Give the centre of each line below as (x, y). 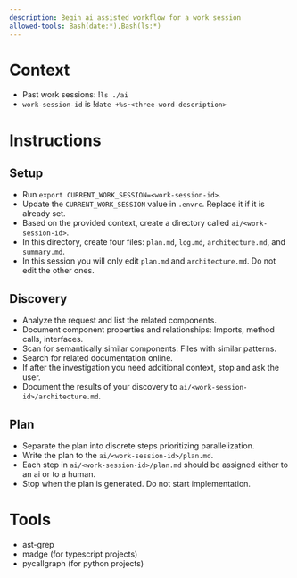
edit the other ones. (58, 271)
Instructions (55, 140)
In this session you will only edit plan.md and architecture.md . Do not (149, 261)
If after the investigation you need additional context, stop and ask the (150, 368)
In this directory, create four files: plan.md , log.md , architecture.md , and (154, 242)
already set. (44, 214)
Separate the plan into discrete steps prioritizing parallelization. (138, 446)
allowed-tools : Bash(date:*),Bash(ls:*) (86, 26)
